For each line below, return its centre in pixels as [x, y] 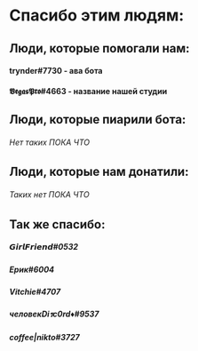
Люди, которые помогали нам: [99, 48]
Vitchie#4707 [35, 291]
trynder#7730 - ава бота [56, 71]
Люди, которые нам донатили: [99, 172]
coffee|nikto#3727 [44, 337]
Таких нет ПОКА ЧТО [50, 194]
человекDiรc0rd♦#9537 [54, 314]
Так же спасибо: [57, 224]
